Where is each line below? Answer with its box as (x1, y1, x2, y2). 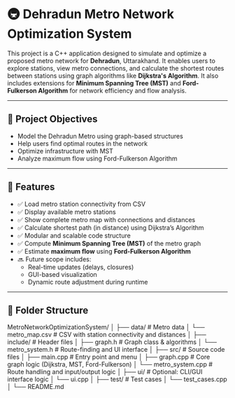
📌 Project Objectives (7, 114, 98, 125)
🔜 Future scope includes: (17, 254, 92, 263)
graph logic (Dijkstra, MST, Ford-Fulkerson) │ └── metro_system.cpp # (7, 360, 213, 369)
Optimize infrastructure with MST (17, 146, 114, 155)
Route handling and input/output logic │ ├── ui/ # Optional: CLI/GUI (7, 368, 203, 376)
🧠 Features (7, 181, 55, 193)
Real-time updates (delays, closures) (27, 263, 134, 271)
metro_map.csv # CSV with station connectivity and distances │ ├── (7, 331, 206, 339)
